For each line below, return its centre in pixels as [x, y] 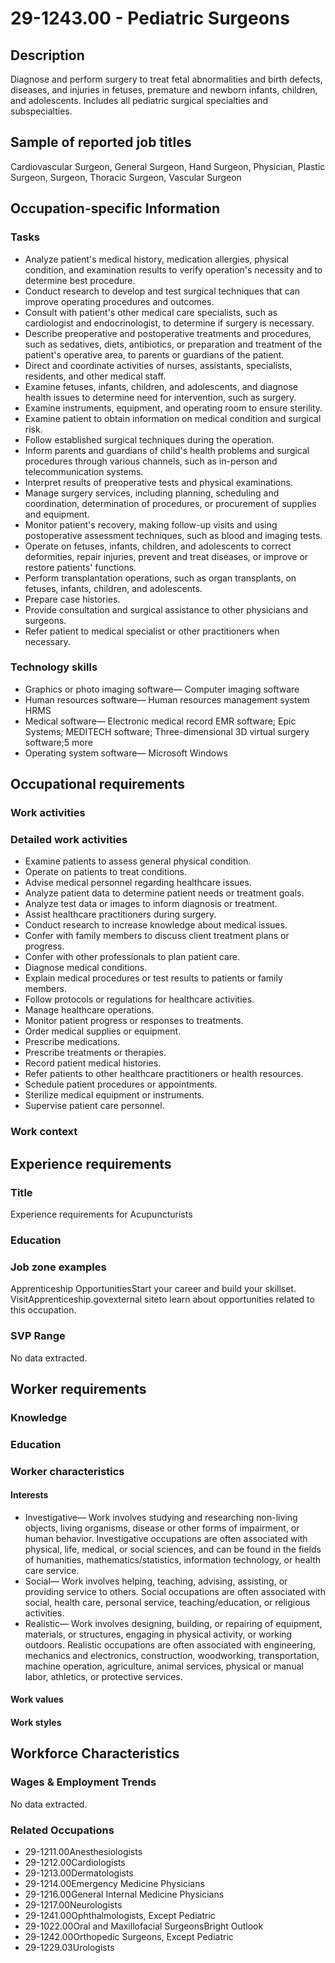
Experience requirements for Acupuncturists [101, 1214]
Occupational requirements [97, 784]
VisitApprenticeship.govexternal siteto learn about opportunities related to [162, 1299]
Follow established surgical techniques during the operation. [149, 439]
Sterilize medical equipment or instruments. [114, 1095]
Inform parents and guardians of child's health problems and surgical [167, 450]
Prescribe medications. [72, 1042]
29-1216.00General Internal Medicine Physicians [124, 1894]
